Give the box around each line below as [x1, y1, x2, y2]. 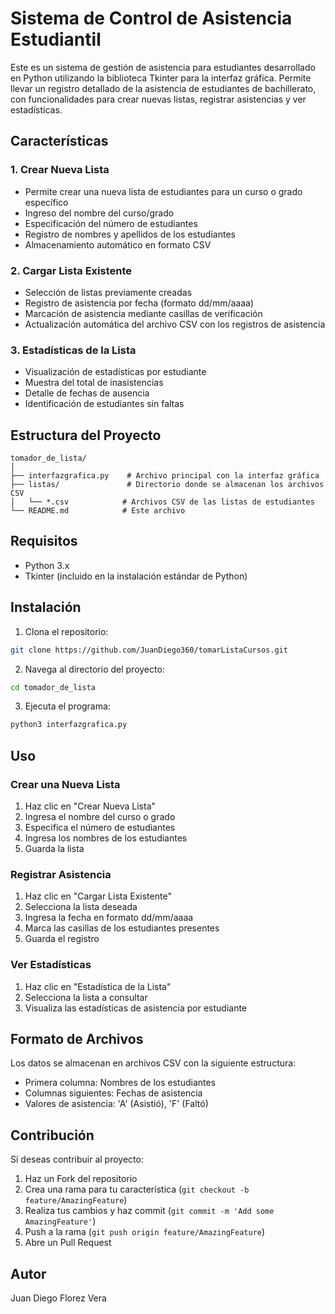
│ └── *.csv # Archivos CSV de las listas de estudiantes [10, 497, 315, 507]
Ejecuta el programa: [24, 700, 111, 712]
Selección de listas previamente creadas [24, 286, 193, 298]
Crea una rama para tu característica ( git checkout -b [24, 1183, 250, 1196]
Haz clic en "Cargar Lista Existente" [24, 890, 172, 902]
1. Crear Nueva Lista [10, 163, 110, 177]
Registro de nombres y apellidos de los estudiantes [24, 228, 236, 240]
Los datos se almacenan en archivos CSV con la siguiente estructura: [10, 1057, 297, 1069]
